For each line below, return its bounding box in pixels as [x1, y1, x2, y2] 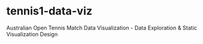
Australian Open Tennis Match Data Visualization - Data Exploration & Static [6, 24, 197, 31]
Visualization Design [6, 30, 58, 37]
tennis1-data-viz [6, 4, 93, 18]
